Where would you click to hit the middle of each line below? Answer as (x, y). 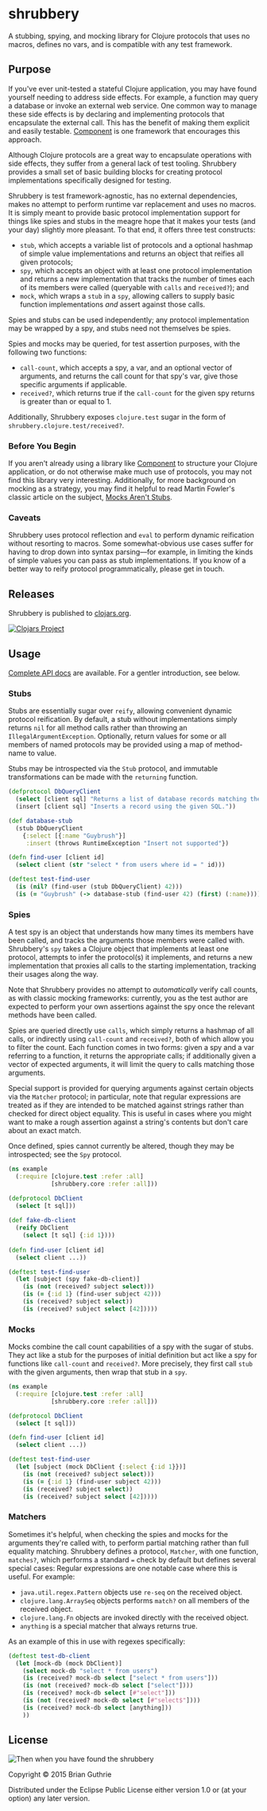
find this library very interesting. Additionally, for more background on (122, 480)
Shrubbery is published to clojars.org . (70, 613)
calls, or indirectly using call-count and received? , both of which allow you (131, 1039)
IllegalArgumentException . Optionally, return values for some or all (117, 736)
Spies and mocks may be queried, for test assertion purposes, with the (124, 343)
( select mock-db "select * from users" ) (90, 1671)
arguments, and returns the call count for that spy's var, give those (129, 376)
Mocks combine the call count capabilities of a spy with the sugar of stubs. (131, 1346)
